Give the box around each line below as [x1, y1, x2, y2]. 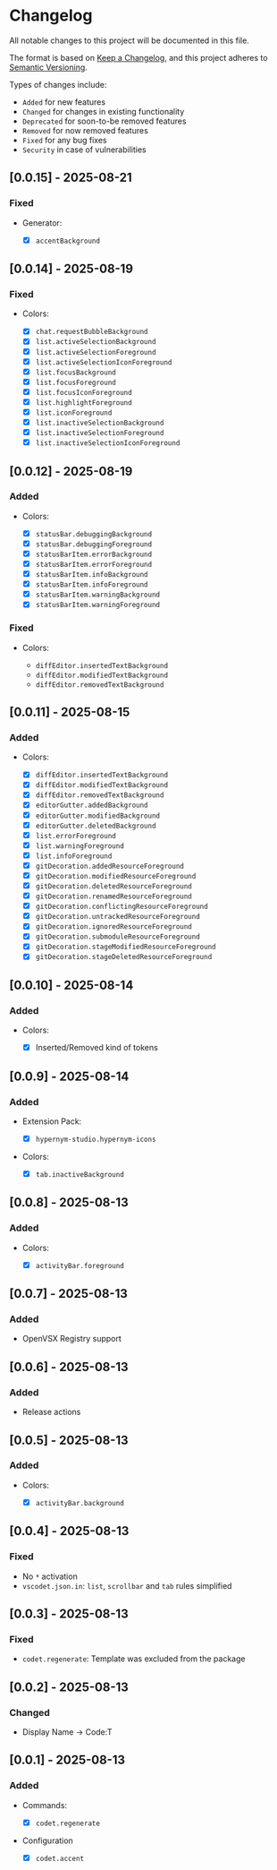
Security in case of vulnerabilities [21, 144, 147, 155]
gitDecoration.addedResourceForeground [35, 862, 185, 871]
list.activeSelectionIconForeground [35, 357, 172, 367]
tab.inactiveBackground [35, 1170, 125, 1179]
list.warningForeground [35, 841, 125, 851]
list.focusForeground [35, 378, 116, 387]
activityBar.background [35, 1498, 125, 1507]
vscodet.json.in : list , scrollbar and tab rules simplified [21, 1580, 232, 1591]
